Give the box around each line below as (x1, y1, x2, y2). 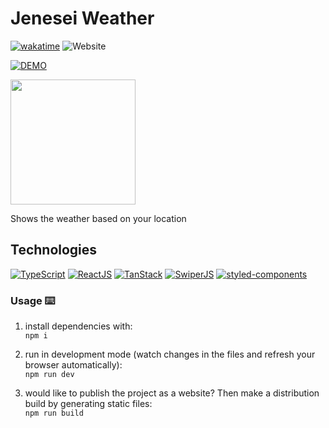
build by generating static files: (24, 398, 153, 410)
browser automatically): (24, 359, 123, 371)
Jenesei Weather (10, 7, 155, 30)
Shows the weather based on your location (10, 212, 187, 224)
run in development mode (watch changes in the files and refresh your (24, 348, 316, 361)
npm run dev (24, 370, 75, 380)
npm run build (24, 408, 84, 419)
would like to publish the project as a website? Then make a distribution (24, 387, 320, 399)
